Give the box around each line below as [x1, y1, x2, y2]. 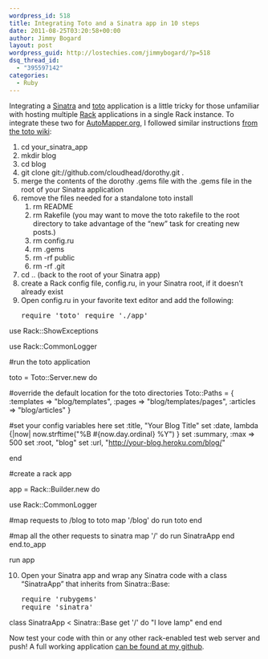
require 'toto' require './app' [20, 310, 148, 320]
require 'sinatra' [20, 602, 94, 612]
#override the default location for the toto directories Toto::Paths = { [9, 388, 234, 398]
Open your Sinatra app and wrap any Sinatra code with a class [20, 570, 228, 580]
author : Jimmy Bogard [9, 34, 82, 42]
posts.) [32, 227, 56, 237]
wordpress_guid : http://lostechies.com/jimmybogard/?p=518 [9, 49, 211, 57]
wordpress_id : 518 [9, 11, 71, 20]
